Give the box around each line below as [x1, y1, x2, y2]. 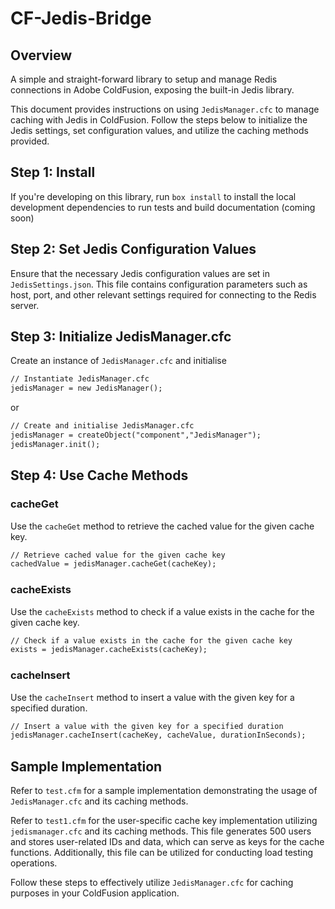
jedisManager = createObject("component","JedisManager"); [10, 430, 262, 441]
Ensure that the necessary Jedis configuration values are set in [10, 267, 271, 279]
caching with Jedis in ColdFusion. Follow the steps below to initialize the [10, 114, 308, 126]
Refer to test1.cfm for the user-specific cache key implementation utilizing [10, 815, 318, 827]
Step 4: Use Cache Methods [10, 467, 189, 484]
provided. [10, 135, 50, 147]
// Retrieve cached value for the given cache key [10, 550, 226, 560]
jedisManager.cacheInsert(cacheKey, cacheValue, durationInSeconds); [10, 730, 307, 741]
